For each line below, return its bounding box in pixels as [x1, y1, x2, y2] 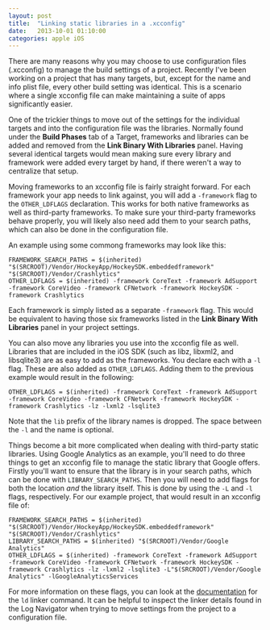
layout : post [8, 11, 52, 20]
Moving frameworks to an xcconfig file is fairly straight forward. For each [8, 182, 251, 192]
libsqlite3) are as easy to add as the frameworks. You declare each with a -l [8, 356, 261, 365]
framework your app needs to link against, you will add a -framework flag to [8, 190, 258, 200]
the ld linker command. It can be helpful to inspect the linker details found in [8, 595, 262, 605]
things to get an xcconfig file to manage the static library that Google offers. [8, 457, 260, 468]
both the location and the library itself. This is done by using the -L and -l [8, 483, 253, 493]
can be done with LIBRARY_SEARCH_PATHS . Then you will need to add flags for [8, 475, 260, 485]
